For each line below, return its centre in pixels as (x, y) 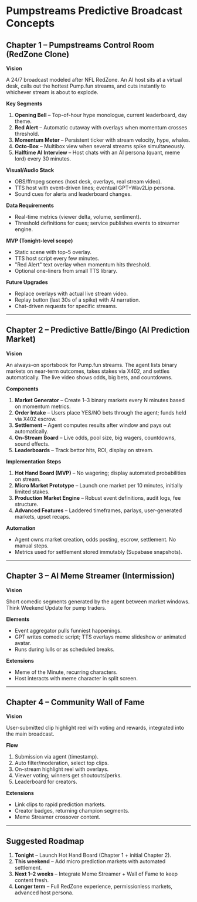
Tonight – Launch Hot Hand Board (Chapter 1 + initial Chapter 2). (93, 855)
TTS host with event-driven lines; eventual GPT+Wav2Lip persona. (95, 188)
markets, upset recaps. (42, 516)
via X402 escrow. (35, 419)
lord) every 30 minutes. (43, 159)
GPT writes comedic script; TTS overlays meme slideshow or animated (100, 637)
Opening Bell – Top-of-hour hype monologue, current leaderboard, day (101, 115)
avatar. (23, 643)
